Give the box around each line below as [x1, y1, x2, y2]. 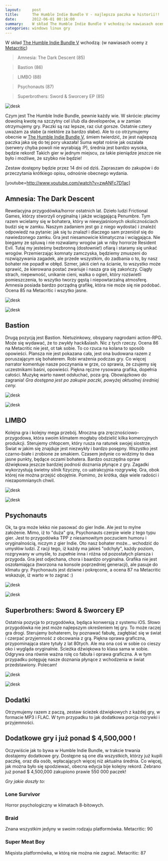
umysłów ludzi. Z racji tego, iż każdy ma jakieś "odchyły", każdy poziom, [5, 545, 154, 551]
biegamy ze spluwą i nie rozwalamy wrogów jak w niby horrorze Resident [5, 239, 156, 245]
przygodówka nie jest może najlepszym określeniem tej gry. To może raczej [5, 624, 161, 630]
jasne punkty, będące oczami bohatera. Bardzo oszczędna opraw [5, 456, 140, 462]
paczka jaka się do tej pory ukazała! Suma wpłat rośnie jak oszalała [5, 139, 143, 145]
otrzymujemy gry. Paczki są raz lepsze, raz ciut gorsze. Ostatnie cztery [5, 123, 152, 129]
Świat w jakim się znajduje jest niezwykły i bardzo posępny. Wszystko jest [5, 445, 158, 451]
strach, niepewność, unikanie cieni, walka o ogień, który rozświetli [5, 271, 141, 277]
